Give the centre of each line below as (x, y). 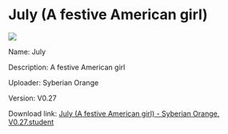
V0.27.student (31, 122)
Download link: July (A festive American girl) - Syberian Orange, (114, 113)
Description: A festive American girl (67, 67)
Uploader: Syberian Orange (54, 82)
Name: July (27, 51)
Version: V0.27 (33, 98)
